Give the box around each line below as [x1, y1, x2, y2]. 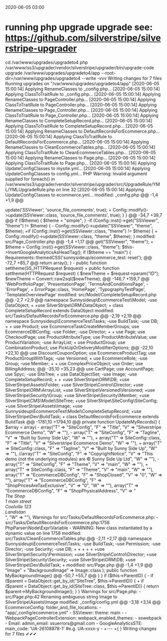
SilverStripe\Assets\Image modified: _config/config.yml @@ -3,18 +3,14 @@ [5, 599, 161, 605]
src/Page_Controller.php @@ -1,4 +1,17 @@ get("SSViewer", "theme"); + [5, 238, 154, 244]
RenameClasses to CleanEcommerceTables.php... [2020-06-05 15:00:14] [5, 144, 156, 150]
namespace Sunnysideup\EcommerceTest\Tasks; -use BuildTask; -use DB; [5, 318, 159, 324]
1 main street [5, 498, 31, 504]
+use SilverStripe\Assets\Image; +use [5, 403, 83, 409]
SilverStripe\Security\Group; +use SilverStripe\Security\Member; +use [5, 392, 150, 398]
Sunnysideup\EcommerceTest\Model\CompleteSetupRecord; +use [5, 408, 142, 414]
